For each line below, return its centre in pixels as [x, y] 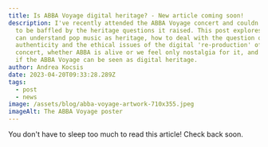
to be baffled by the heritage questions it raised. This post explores [139, 30]
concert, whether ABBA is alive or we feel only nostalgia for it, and [137, 52]
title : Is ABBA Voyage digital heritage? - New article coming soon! [126, 15]
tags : [17, 82]
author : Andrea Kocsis [46, 68]
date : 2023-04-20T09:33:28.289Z [62, 75]
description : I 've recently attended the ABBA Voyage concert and [121, 23]
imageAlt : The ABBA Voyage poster [66, 112]
